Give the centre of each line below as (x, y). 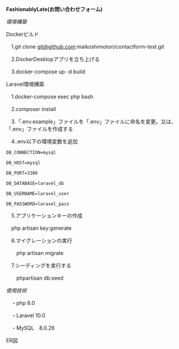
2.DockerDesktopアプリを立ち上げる (55, 59)
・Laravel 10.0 (28, 316)
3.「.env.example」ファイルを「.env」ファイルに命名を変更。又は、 (94, 122)
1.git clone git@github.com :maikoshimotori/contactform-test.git (87, 47)
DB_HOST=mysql (23, 163)
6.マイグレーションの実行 (41, 241)
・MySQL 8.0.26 (33, 328)
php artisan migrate (40, 253)
